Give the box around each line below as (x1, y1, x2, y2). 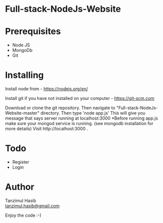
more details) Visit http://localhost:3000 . (5, 126, 88, 132)
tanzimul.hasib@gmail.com (5, 202, 60, 209)
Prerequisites (5, 26, 61, 37)
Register (12, 159, 29, 165)
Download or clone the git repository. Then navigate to (5, 105, 115, 111)
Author (5, 181, 34, 193)
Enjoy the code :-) (5, 212, 42, 218)
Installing (5, 70, 44, 81)
